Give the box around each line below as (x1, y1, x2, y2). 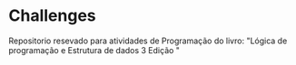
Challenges (8, 5, 96, 26)
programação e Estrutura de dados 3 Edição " (8, 44, 181, 55)
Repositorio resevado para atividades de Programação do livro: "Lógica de (8, 35, 288, 46)
